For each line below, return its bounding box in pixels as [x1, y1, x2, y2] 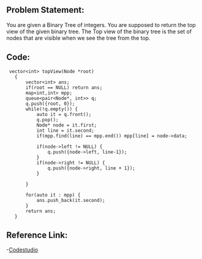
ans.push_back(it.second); [36, 197, 105, 203]
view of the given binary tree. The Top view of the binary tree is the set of [6, 28, 192, 35]
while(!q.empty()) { [25, 106, 78, 112]
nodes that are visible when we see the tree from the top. [6, 34, 151, 42]
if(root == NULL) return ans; [25, 84, 103, 91]
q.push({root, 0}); [25, 101, 75, 107]
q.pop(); [36, 117, 59, 123]
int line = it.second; [36, 127, 95, 134]
